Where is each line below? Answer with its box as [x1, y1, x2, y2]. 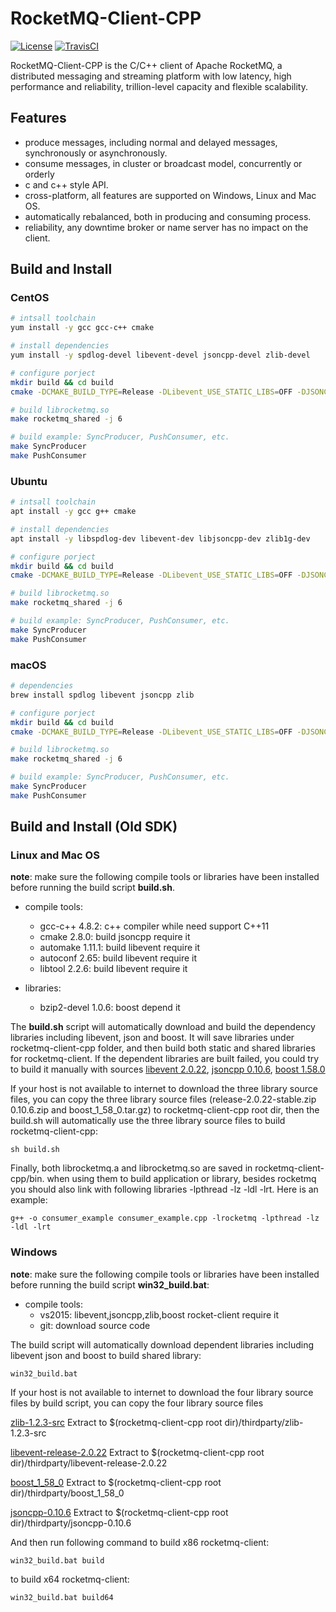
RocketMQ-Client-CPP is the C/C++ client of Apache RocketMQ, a [10, 59, 283, 71]
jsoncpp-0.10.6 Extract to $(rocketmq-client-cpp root [10, 1506, 229, 1518]
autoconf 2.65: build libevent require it [39, 952, 198, 964]
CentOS [10, 291, 50, 305]
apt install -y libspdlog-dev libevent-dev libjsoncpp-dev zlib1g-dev [10, 533, 311, 544]
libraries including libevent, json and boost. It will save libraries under [10, 1032, 295, 1044]
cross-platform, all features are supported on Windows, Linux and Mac [24, 189, 317, 201]
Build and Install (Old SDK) [10, 818, 178, 836]
